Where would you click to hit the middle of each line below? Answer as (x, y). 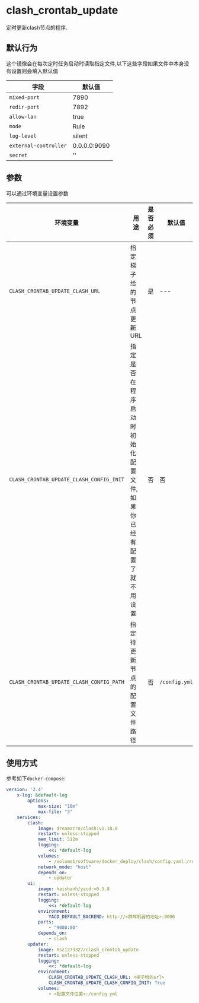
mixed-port (24, 97)
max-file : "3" (55, 812)
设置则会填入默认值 (34, 71)
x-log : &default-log (42, 795)
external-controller (38, 145)
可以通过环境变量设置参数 (37, 193)
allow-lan (23, 117)
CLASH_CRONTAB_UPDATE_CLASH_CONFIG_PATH (67, 682)
